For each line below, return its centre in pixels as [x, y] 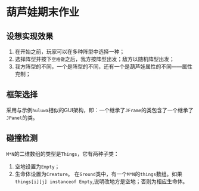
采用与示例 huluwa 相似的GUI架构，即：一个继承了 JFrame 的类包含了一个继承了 [100, 110]
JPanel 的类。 [22, 118]
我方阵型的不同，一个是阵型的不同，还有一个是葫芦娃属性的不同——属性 [103, 67]
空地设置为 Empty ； [37, 166]
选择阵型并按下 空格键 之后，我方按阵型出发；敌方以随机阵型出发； [94, 59]
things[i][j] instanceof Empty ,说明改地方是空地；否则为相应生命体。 [101, 181]
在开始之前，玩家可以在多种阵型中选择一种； [70, 52]
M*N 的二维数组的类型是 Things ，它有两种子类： [63, 153]
